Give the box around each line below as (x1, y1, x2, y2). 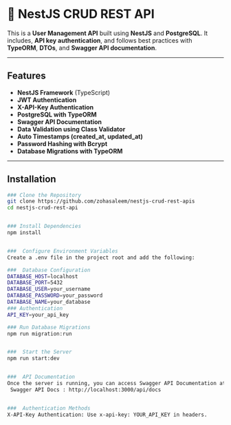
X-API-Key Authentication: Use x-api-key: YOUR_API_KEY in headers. (7, 411, 208, 418)
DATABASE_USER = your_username (7, 286, 91, 293)
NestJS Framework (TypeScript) (16, 88, 111, 96)
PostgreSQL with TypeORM (16, 110, 97, 118)
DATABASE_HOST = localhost (7, 273, 78, 280)
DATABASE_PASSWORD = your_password (7, 292, 103, 299)
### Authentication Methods (7, 404, 91, 412)
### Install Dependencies (7, 223, 81, 230)
